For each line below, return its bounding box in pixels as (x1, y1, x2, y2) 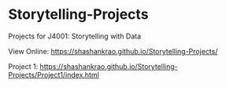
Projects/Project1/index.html (8, 70, 100, 79)
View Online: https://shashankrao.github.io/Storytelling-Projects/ (8, 46, 218, 56)
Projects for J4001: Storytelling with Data (8, 31, 142, 41)
